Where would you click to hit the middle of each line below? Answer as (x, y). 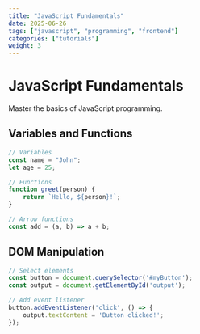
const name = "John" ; (45, 160)
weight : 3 (25, 46)
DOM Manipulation (56, 252)
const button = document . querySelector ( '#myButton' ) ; (101, 278)
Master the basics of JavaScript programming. (85, 108)
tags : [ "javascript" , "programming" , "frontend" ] (94, 31)
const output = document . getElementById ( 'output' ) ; (97, 285)
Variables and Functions (71, 134)
